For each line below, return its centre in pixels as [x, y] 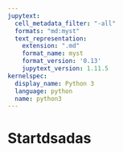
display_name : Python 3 [54, 83]
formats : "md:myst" [47, 31]
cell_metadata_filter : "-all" [65, 23]
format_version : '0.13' [62, 61]
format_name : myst [53, 53]
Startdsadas [49, 139]
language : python [44, 91]
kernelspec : [27, 76]
